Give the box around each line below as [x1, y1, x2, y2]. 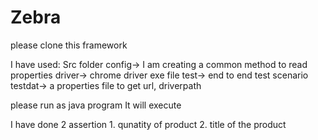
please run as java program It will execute [10, 99, 182, 111]
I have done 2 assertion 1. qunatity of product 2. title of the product [10, 118, 287, 130]
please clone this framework [10, 39, 128, 51]
